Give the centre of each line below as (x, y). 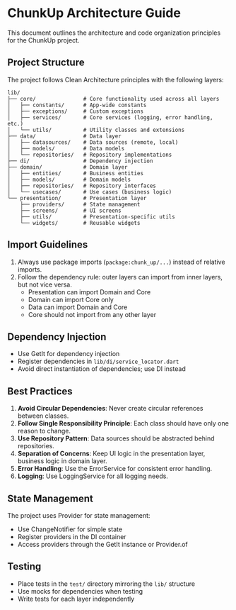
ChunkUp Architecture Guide (94, 13)
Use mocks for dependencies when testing (80, 591)
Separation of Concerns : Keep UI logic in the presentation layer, (111, 454)
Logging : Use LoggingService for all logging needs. (93, 476)
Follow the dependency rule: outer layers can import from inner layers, (120, 277)
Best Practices (40, 391)
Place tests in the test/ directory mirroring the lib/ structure (106, 584)
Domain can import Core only (71, 299)
